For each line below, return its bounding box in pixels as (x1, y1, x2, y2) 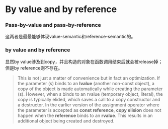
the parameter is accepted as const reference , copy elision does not (17, 107, 162, 113)
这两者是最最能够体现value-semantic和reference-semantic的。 (5, 34, 136, 40)
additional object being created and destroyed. (17, 117, 115, 124)
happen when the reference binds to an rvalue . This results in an (17, 112, 153, 118)
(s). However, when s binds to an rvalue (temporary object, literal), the (17, 91, 163, 97)
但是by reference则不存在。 (5, 64, 63, 71)
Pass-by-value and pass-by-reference (5, 22, 102, 29)
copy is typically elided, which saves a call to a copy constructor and (17, 96, 160, 102)
